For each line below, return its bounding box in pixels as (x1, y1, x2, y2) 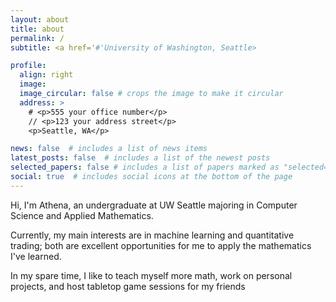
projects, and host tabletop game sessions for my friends (10, 280, 246, 292)
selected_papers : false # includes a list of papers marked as (10, 162, 280, 173)
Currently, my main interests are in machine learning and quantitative (10, 229, 295, 241)
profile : (10, 61, 47, 71)
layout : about (10, 14, 70, 25)
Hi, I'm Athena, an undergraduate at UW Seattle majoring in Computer (10, 199, 298, 211)
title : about (10, 24, 65, 34)
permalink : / (10, 33, 65, 43)
